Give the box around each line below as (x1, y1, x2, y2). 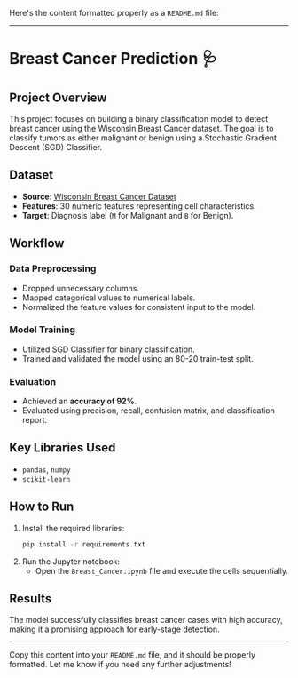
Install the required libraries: (21, 522, 125, 533)
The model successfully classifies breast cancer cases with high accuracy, (9, 615, 283, 626)
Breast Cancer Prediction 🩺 (9, 49, 217, 69)
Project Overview (9, 90, 107, 105)
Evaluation (9, 375, 56, 387)
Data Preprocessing (9, 262, 97, 275)
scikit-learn (21, 475, 71, 483)
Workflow (9, 235, 65, 251)
